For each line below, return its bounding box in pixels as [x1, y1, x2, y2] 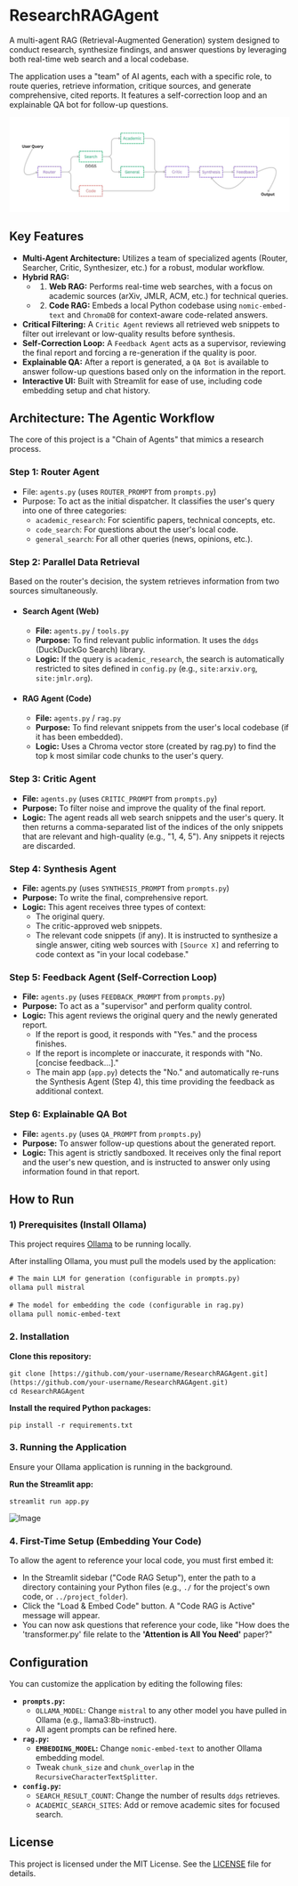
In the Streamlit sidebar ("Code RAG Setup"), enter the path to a [21, 1572, 256, 1584]
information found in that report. [21, 1166, 141, 1177]
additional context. [35, 1086, 104, 1097]
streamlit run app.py [9, 1496, 90, 1506]
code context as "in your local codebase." [35, 948, 189, 959]
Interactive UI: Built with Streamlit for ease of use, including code [21, 375, 262, 386]
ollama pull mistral [9, 1283, 86, 1293]
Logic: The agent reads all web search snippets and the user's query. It [21, 811, 285, 823]
